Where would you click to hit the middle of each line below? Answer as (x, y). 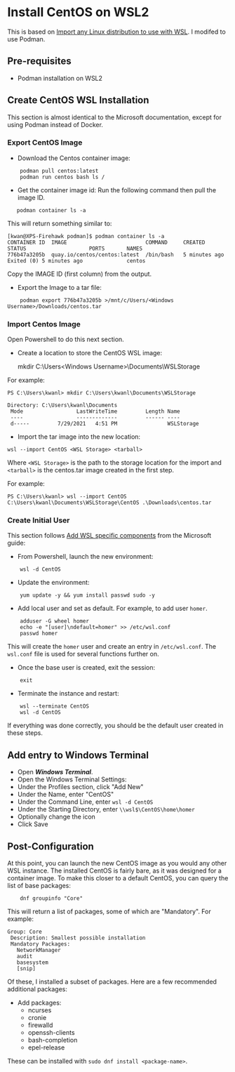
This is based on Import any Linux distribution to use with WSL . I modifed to (116, 32)
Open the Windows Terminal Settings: (72, 779)
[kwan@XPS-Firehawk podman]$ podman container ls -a (86, 236)
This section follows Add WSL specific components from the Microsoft (109, 536)
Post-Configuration (51, 846)
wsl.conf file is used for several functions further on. (83, 654)
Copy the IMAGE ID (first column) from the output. (80, 274)
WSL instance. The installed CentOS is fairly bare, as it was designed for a (115, 871)
